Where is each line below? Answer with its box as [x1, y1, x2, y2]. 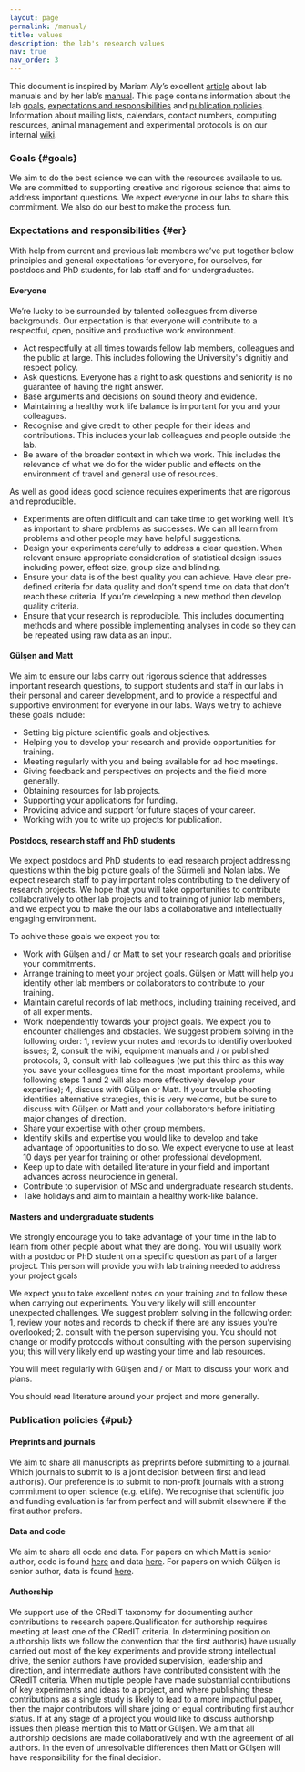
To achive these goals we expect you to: [9, 931, 161, 942]
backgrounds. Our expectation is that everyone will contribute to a [9, 315, 258, 326]
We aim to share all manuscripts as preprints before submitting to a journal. [9, 1457, 291, 1468]
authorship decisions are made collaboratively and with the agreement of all [9, 1732, 294, 1743]
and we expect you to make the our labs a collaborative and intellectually [9, 904, 283, 915]
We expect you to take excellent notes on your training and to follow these [9, 1288, 288, 1299]
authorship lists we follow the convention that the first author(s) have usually [9, 1635, 297, 1646]
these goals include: [9, 710, 86, 720]
